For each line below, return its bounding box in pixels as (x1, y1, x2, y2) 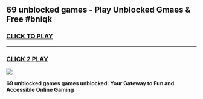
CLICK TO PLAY (6, 32, 53, 41)
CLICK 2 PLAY (6, 55, 48, 63)
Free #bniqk (6, 14, 53, 25)
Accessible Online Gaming (6, 86, 74, 93)
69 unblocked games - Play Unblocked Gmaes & (6, 5, 191, 15)
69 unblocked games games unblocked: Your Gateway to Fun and (6, 79, 175, 86)
